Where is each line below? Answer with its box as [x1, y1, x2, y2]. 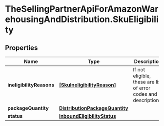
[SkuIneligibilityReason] [59, 82, 116, 88]
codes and [133, 91, 158, 97]
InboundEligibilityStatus [59, 113, 116, 119]
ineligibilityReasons [7, 82, 55, 88]
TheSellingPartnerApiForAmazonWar [5, 3, 159, 15]
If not [133, 66, 145, 73]
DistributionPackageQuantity [59, 105, 128, 111]
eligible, [133, 72, 151, 79]
